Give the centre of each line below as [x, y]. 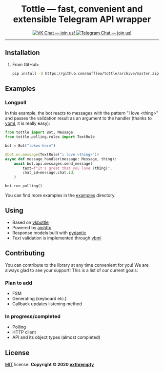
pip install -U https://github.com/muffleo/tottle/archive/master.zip [85, 73]
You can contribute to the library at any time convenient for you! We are [77, 265]
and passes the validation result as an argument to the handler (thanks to [79, 118]
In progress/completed [33, 316]
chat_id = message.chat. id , [49, 173]
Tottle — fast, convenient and [82, 9]
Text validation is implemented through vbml [57, 238]
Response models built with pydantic [49, 233]
